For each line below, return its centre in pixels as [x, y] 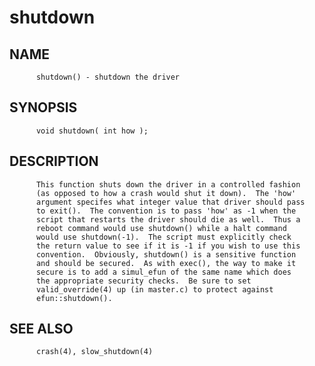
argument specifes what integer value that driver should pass [170, 202]
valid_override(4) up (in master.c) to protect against [154, 289]
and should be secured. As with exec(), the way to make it [166, 263]
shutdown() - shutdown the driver [108, 77]
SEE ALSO [41, 329]
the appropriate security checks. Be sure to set [143, 281]
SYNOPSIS [43, 107]
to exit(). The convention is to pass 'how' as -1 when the [166, 211]
